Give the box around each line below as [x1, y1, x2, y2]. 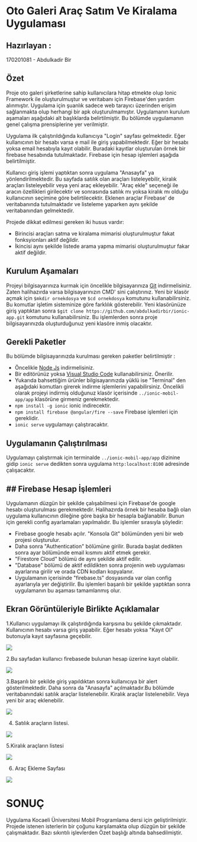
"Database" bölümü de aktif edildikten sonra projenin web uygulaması [14, 562, 185, 569]
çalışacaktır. [6, 466, 35, 474]
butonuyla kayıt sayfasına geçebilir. [6, 632, 92, 639]
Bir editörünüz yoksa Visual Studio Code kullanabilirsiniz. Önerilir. [14, 370, 174, 378]
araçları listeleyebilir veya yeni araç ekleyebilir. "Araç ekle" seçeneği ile [6, 181, 179, 188]
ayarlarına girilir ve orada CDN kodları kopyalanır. [14, 568, 134, 575]
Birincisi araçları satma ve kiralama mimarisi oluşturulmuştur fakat [14, 230, 175, 237]
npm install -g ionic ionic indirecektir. [14, 402, 111, 409]
